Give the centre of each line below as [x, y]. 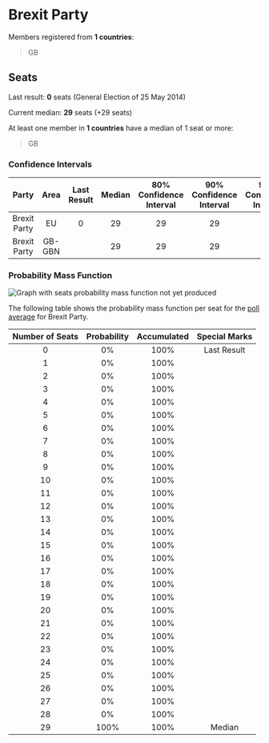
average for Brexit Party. [48, 317]
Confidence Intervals [50, 164]
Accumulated [163, 336]
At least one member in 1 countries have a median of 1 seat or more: [121, 128]
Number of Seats [45, 336]
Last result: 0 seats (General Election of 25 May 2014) [97, 97]
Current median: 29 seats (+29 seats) [70, 112]
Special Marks [225, 336]
